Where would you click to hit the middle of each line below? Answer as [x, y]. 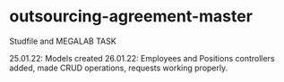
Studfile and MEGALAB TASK [63, 41]
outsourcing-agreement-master [131, 16]
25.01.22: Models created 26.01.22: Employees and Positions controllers [142, 58]
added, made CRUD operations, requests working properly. [119, 68]
